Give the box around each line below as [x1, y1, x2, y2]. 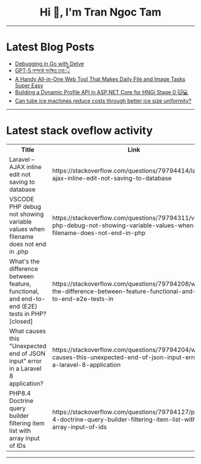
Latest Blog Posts [6, 40, 95, 54]
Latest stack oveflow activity [6, 124, 153, 137]
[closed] [9, 317, 33, 326]
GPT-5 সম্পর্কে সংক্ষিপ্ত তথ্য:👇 [14, 67, 71, 74]
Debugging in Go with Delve [14, 60, 84, 67]
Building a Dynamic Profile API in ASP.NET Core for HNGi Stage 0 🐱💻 [14, 88, 188, 95]
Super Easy [14, 82, 44, 89]
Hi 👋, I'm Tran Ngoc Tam [39, 5, 162, 19]
